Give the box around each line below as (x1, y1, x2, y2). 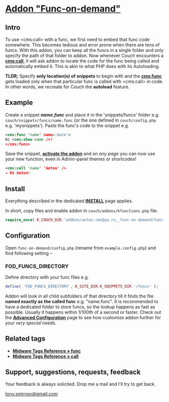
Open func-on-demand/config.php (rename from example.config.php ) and (5, 245, 156, 251)
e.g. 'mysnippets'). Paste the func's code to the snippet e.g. (5, 122, 129, 129)
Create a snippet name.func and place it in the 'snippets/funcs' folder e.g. (5, 111, 160, 118)
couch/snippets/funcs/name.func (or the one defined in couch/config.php (5, 117, 156, 123)
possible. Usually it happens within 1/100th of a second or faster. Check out (5, 309, 161, 315)
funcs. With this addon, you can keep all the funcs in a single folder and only (5, 47, 164, 53)
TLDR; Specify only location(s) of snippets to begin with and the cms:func (5, 73, 162, 79)
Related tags (5, 334, 46, 343)
